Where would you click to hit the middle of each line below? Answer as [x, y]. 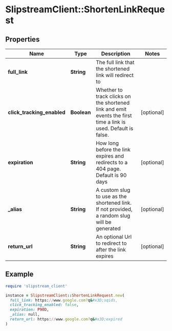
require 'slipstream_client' [36, 286]
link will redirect [115, 75]
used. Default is [114, 128]
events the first [114, 115]
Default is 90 [111, 175]
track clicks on [113, 96]
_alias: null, [25, 315]
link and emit [111, 109]
